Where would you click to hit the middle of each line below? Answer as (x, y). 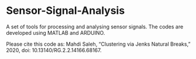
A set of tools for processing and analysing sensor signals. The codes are (95, 27)
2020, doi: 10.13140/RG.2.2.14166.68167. (54, 50)
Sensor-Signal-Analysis (66, 11)
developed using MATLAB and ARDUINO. (56, 32)
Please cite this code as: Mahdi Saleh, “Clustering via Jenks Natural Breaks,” (98, 44)
